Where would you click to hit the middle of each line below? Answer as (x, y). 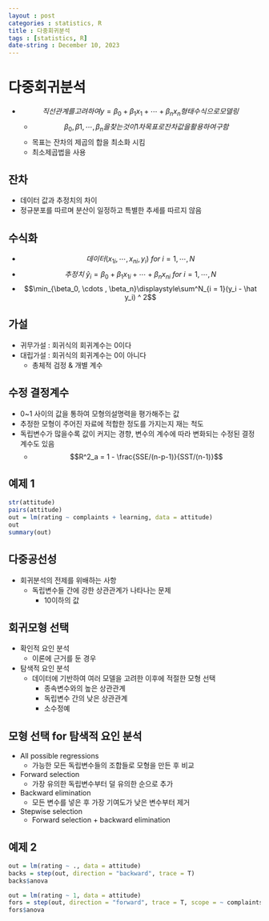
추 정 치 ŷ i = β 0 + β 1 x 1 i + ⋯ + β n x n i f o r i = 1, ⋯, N (141, 275)
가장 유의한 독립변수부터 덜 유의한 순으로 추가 (102, 784)
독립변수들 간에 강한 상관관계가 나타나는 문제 (101, 590)
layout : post (32, 16)
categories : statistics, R (55, 23)
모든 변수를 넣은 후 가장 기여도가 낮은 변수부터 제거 (111, 803)
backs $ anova (28, 881)
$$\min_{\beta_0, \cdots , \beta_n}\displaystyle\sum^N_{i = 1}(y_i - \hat (141, 288)
